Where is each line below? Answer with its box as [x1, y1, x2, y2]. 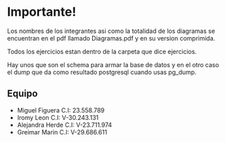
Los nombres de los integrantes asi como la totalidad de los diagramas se [7, 27, 215, 35]
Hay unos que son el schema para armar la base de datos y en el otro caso [7, 60, 220, 69]
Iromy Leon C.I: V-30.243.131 [16, 113, 99, 121]
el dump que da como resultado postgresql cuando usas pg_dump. [7, 68, 197, 76]
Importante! [7, 4, 77, 20]
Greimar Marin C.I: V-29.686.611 [16, 128, 108, 136]
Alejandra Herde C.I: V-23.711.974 [16, 121, 112, 129]
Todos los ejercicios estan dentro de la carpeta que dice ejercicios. [7, 47, 197, 56]
